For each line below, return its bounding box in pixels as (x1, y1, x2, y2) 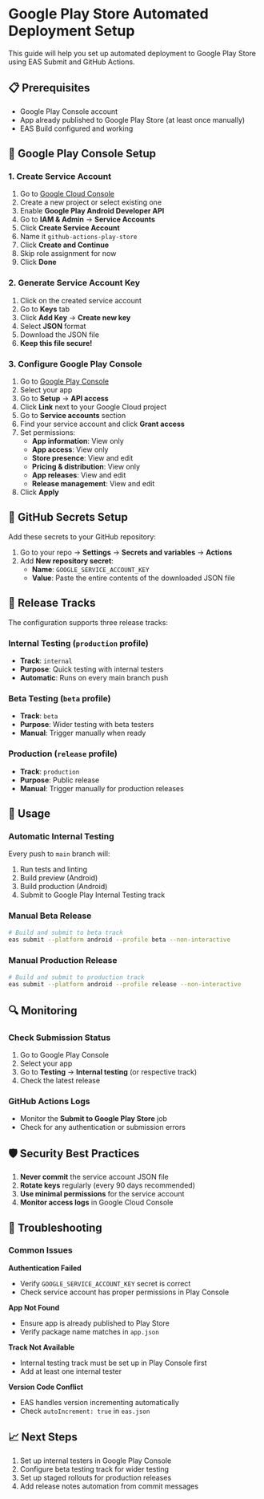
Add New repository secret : (19, 555, 114, 566)
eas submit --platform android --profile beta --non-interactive (8, 936, 230, 944)
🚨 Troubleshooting (8, 1221, 102, 1234)
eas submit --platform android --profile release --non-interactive (8, 981, 242, 989)
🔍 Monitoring (8, 1004, 78, 1018)
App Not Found (8, 1302, 60, 1312)
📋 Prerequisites (8, 81, 90, 95)
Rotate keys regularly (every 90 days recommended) (19, 1180, 196, 1190)
